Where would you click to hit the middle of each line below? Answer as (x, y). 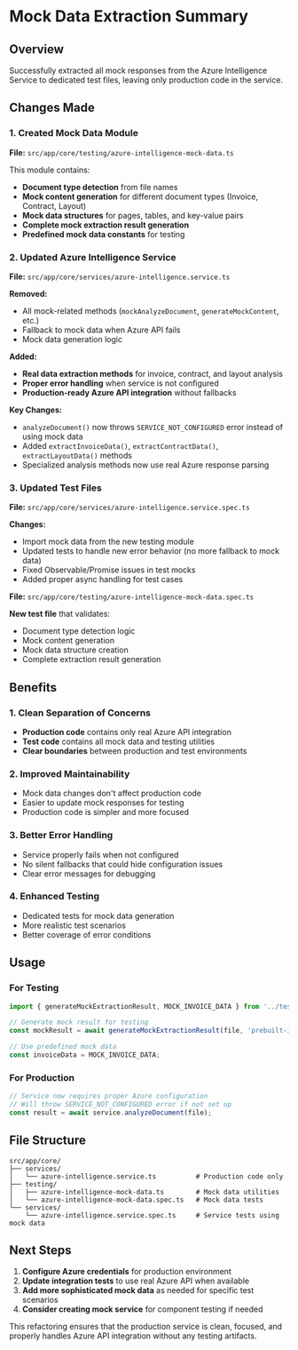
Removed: (28, 293)
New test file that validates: (60, 614)
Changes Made (52, 108)
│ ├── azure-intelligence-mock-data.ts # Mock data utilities (144, 1192)
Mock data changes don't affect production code (112, 794)
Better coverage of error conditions (86, 934)
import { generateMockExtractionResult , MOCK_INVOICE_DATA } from (134, 1006)
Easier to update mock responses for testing (103, 803)
